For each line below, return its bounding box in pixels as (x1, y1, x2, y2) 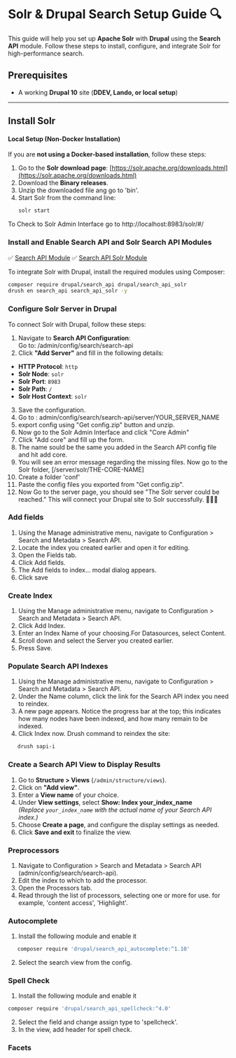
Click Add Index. (18, 622, 66, 630)
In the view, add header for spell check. (18, 1026, 132, 1034)
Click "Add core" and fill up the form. (18, 435, 125, 443)
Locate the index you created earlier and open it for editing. (18, 543, 190, 551)
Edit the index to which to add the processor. (18, 876, 148, 885)
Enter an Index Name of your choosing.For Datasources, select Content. (18, 629, 226, 638)
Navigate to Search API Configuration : (18, 333, 131, 342)
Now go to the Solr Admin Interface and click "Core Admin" (18, 428, 190, 436)
